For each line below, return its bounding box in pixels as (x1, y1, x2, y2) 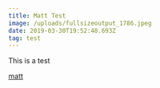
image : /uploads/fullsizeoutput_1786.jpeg (8, 19, 152, 27)
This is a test (8, 56, 50, 66)
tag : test (8, 34, 42, 42)
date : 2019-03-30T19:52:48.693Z (8, 26, 116, 34)
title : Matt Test (8, 11, 66, 20)
